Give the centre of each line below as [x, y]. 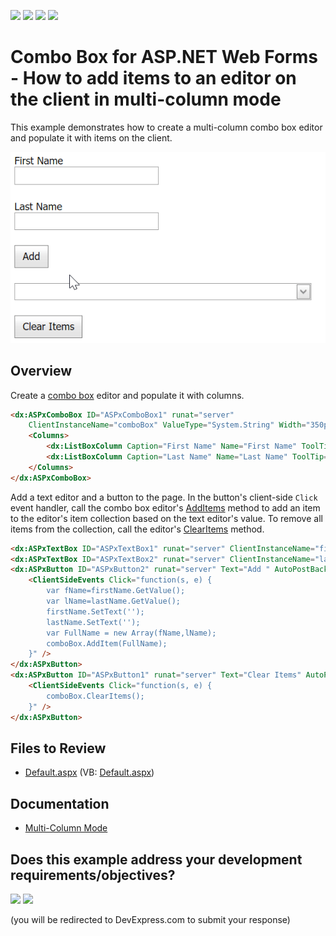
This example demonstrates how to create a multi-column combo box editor [166, 127]
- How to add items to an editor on [153, 78]
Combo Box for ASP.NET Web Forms [164, 57]
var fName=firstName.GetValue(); [116, 591]
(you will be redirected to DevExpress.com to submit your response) [150, 920]
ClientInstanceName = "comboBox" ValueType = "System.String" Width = [167, 425]
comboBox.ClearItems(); [95, 696]
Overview [41, 371]
